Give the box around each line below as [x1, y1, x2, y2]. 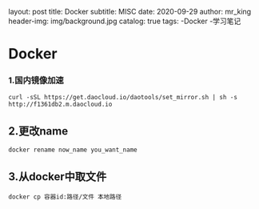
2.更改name [8, 124, 69, 138]
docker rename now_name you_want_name [8, 146, 137, 155]
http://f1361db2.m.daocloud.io [8, 100, 113, 109]
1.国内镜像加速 [8, 75, 64, 86]
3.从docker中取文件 [8, 170, 107, 183]
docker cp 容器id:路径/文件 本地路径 [8, 193, 122, 201]
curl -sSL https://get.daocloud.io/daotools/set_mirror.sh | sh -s [8, 94, 238, 102]
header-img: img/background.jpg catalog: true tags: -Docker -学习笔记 [8, 16, 241, 26]
